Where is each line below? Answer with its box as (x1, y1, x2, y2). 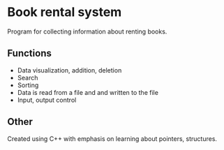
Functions (7, 47, 52, 59)
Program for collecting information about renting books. (7, 27, 167, 36)
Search (17, 73, 38, 82)
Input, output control (17, 96, 77, 104)
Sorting (17, 81, 39, 89)
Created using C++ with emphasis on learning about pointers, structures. (7, 134, 218, 143)
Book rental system (7, 4, 122, 20)
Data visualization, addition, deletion (17, 66, 122, 74)
